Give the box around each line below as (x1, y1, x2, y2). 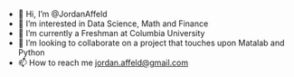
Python (17, 47, 45, 58)
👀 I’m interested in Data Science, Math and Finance (17, 18, 209, 29)
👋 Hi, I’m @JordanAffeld (17, 9, 108, 19)
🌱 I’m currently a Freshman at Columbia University (17, 28, 205, 38)
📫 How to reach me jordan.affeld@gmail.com (17, 57, 188, 68)
